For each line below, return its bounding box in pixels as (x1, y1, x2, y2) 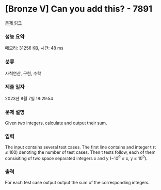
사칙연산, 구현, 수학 (5, 70, 41, 76)
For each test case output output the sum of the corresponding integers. (5, 180, 150, 186)
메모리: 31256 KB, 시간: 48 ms (5, 45, 64, 51)
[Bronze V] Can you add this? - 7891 (5, 3, 153, 15)
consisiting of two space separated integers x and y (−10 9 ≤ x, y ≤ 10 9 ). (5, 155, 148, 161)
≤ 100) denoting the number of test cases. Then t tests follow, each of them (5, 149, 156, 155)
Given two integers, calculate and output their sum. (5, 120, 108, 126)
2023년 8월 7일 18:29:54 (5, 95, 53, 101)
